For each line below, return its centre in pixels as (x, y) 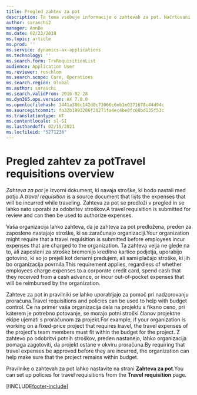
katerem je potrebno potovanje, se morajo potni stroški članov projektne (93, 313)
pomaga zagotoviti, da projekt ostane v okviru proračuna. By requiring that (96, 344)
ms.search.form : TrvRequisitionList (51, 61)
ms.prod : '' (21, 45)
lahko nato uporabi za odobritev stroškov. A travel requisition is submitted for (98, 209)
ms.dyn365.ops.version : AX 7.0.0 (47, 99)
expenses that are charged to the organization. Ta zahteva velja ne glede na (98, 245)
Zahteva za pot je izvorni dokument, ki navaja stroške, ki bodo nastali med (96, 190)
